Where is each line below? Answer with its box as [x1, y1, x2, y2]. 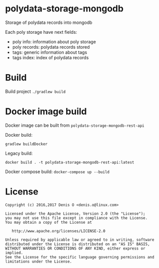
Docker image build [5, 106, 87, 117]
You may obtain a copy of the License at [5, 220, 92, 225]
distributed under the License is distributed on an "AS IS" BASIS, [5, 242, 150, 247]
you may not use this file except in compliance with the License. [5, 215, 148, 220]
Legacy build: [5, 150, 33, 156]
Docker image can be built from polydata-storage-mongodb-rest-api [5, 122, 145, 128]
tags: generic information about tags [12, 49, 87, 55]
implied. [5, 250, 23, 255]
